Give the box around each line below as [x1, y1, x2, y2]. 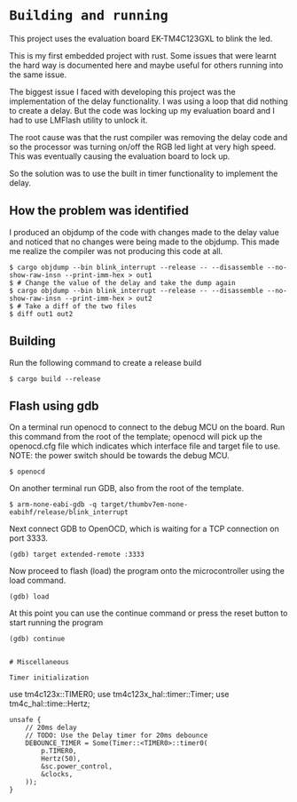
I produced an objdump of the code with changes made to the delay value [9, 226, 279, 237]
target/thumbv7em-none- [100, 500, 189, 509]
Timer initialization [9, 673, 90, 682]
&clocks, [41, 770, 74, 779]
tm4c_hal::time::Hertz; [9, 698, 90, 709]
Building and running [9, 7, 168, 24]
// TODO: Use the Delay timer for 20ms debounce [25, 731, 208, 740]
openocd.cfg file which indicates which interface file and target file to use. [9, 441, 281, 451]
